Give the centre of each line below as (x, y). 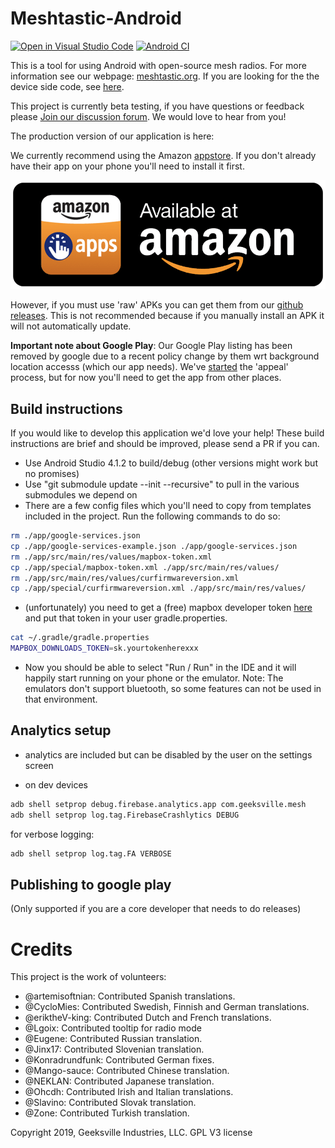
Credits (41, 949)
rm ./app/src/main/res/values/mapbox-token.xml (111, 557)
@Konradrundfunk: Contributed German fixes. (119, 1060)
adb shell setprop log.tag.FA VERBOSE (91, 853)
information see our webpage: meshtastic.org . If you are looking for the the (165, 76)
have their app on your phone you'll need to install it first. (127, 166)
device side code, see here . (67, 86)
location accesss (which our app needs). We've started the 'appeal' (149, 367)
